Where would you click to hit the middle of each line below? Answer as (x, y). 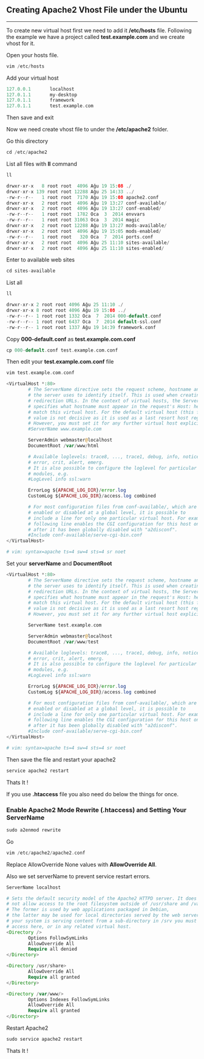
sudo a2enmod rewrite (34, 830)
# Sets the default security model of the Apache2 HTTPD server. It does (102, 898)
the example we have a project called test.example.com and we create (96, 36)
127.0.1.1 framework (40, 100)
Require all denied (53, 949)
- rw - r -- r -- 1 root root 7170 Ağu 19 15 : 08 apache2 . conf (83, 197)
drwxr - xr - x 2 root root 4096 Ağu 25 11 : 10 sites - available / (88, 243)
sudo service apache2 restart (45, 1040)
